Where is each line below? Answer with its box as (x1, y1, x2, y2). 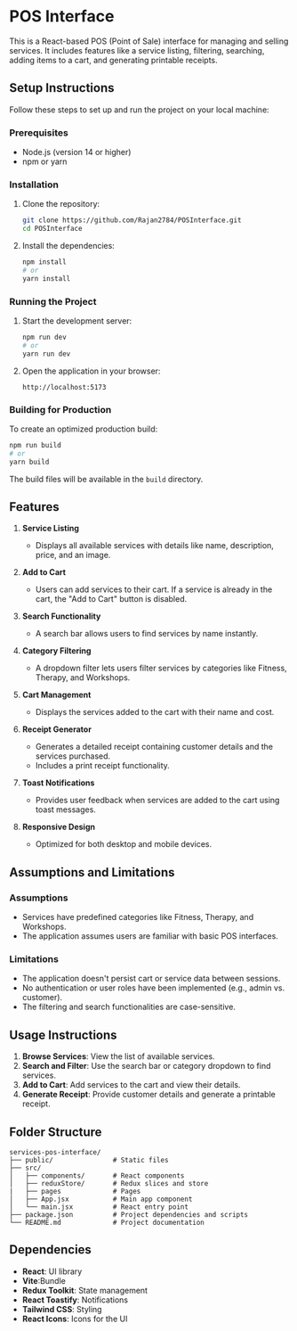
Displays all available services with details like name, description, (35, 540, 274, 551)
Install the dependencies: (21, 241, 116, 251)
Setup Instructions (9, 80, 115, 95)
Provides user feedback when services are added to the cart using (35, 795, 280, 806)
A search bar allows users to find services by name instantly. (35, 629, 259, 639)
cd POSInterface (21, 225, 83, 234)
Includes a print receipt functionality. (35, 760, 171, 771)
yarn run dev (21, 349, 71, 358)
